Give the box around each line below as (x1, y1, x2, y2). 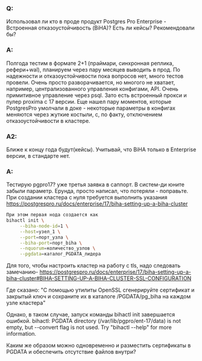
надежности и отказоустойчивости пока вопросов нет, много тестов (6, 72, 184, 80)
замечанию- (6, 268, 39, 275)
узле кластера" (6, 300, 46, 307)
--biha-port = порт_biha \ (19, 240, 83, 246)
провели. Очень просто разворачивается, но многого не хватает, (6, 78, 175, 86)
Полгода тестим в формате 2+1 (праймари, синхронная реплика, (6, 59, 174, 67)
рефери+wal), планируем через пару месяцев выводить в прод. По (6, 66, 181, 73)
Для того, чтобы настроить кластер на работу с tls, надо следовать (6, 262, 181, 269)
